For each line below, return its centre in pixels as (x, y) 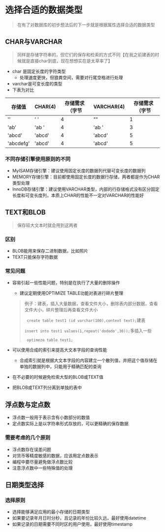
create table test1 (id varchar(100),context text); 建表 (86, 320)
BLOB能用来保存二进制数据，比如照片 (50, 251)
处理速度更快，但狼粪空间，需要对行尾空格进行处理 (71, 77)
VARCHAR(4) (109, 107)
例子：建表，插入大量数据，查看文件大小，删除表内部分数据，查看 (91, 304)
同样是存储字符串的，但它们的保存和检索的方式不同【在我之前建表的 (86, 54)
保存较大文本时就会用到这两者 (47, 225)
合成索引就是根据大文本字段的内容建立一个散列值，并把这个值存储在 (88, 360)
